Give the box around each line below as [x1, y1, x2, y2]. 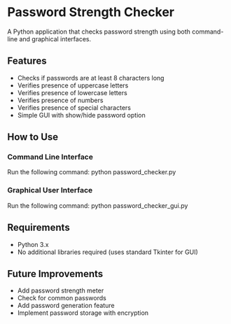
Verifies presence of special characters [17, 103, 132, 112]
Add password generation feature [17, 302, 115, 310]
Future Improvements [7, 267, 104, 280]
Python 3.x [17, 240, 49, 248]
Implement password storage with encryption [17, 309, 149, 317]
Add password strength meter [17, 286, 104, 295]
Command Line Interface [7, 152, 93, 162]
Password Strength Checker [7, 4, 175, 20]
